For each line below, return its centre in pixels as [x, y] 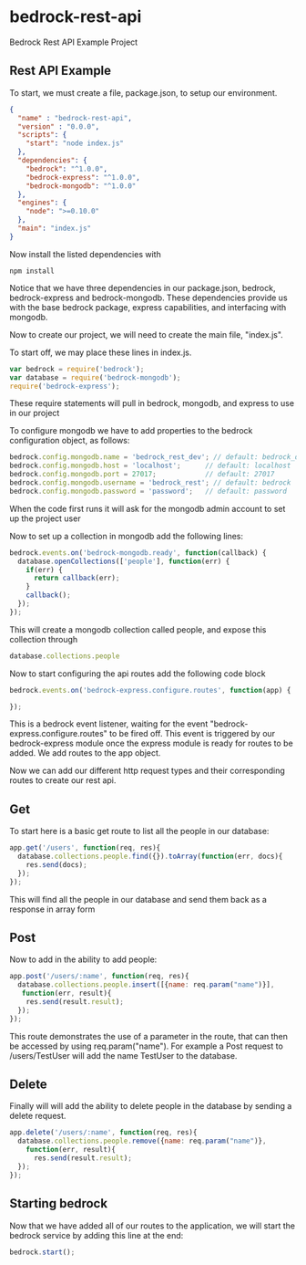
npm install [32, 271]
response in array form [52, 909]
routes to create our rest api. [63, 780]
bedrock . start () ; [42, 1252]
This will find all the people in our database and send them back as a [138, 899]
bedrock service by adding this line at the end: [97, 1235]
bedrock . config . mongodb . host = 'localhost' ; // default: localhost [150, 466]
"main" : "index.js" [55, 228]
